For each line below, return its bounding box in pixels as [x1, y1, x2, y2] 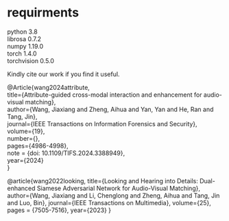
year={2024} [7, 156, 44, 164]
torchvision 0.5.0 [7, 56, 55, 65]
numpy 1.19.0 [7, 42, 43, 50]
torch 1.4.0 [7, 49, 37, 58]
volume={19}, [7, 127, 45, 135]
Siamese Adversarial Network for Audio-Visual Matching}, [36, 184, 201, 192]
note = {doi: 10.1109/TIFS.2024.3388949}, [7, 149, 125, 157]
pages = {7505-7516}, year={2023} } [7, 206, 112, 214]
